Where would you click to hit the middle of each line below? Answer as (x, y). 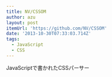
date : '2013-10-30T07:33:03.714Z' (49, 34)
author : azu (21, 17)
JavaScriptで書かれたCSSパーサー (48, 68)
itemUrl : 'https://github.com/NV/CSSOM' (57, 28)
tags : (13, 39)
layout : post (22, 23)
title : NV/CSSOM (26, 12)
